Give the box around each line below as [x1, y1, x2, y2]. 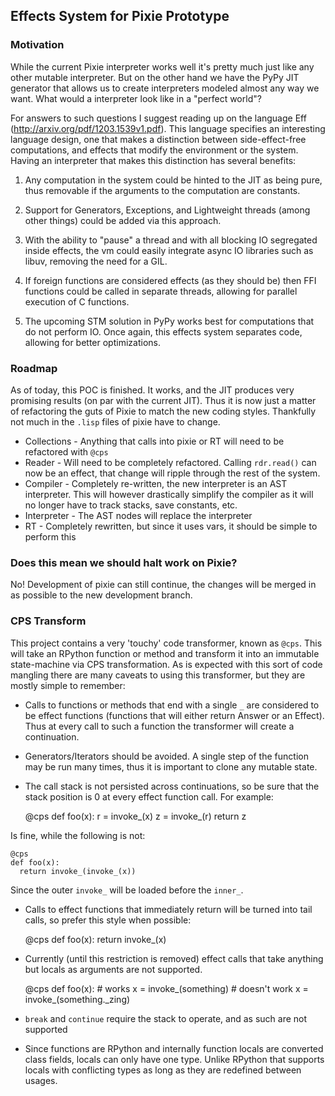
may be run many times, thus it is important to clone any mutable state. [24, 760, 318, 773]
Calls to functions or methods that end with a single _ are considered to [24, 699, 320, 711]
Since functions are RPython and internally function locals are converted [24, 1042, 324, 1054]
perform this [24, 530, 77, 543]
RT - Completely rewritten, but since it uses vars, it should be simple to [24, 520, 318, 532]
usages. [24, 1074, 58, 1086]
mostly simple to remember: [10, 679, 126, 691]
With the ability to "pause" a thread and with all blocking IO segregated [24, 234, 318, 246]
